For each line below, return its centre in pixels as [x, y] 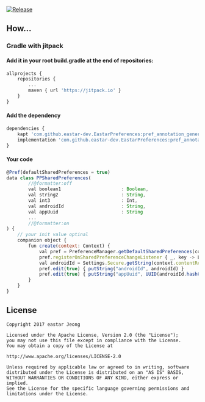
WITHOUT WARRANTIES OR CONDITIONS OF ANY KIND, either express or [92, 378]
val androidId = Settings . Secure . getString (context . [107, 263]
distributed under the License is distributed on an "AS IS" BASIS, [95, 372]
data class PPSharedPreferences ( [49, 178]
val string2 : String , [87, 195]
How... [19, 28]
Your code [20, 159]
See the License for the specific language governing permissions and [98, 388]
